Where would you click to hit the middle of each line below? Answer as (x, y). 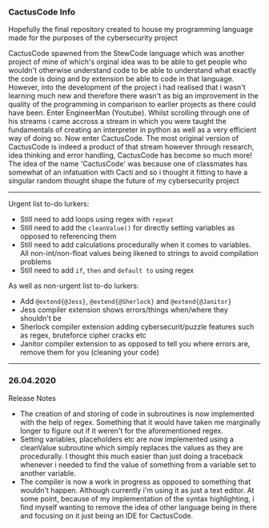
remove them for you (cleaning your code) (90, 352)
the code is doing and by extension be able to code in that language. (121, 79)
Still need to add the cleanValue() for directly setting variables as (127, 228)
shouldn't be (40, 318)
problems (36, 262)
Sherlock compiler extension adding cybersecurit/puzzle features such (137, 327)
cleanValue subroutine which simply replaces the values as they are (132, 447)
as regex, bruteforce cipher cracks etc (83, 335)
